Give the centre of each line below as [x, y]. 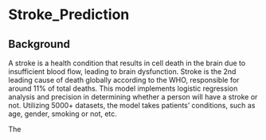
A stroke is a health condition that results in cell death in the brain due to [127, 63]
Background [39, 44]
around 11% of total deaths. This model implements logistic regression [123, 88]
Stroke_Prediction [69, 15]
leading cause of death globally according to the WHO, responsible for [124, 80]
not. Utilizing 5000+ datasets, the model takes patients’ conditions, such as [132, 105]
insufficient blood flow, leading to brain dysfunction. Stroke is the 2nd [122, 72]
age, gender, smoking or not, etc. [63, 114]
